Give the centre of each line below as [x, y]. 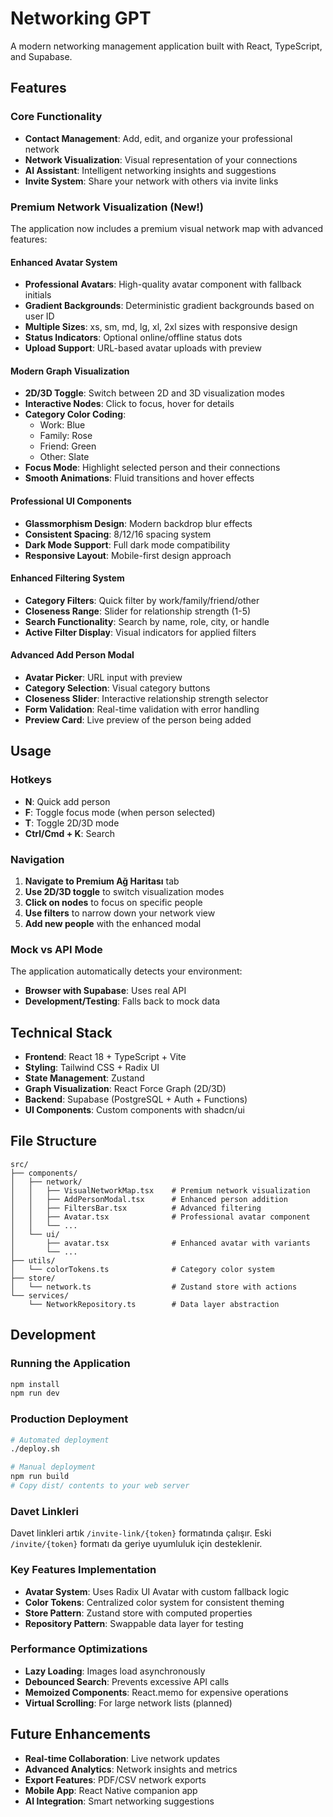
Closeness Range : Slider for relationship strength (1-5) [138, 611]
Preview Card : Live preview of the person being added [138, 719]
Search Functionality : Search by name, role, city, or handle [147, 621]
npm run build [40, 1477]
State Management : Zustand [84, 1078]
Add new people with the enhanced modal [113, 923]
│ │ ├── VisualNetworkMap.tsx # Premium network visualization [160, 1190]
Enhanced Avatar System [64, 262]
